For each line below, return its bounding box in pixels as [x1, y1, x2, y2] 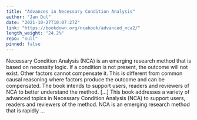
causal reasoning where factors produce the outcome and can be [6, 76, 165, 83]
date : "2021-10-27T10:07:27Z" [6, 19, 81, 25]
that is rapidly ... [6, 107, 45, 114]
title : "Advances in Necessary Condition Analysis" [6, 8, 135, 15]
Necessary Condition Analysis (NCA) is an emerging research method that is [6, 57, 192, 64]
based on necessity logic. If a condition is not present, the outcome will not [6, 63, 188, 70]
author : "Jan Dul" [6, 14, 51, 20]
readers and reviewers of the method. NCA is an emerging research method [6, 101, 190, 108]
